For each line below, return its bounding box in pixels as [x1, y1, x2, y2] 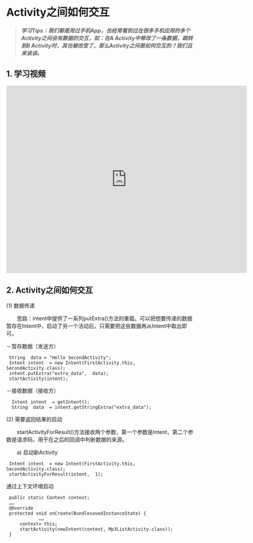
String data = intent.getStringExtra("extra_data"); [11, 405, 152, 411]
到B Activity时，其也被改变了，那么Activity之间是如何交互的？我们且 [20, 42, 193, 49]
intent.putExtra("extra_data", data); [8, 371, 109, 377]
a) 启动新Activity [16, 449, 58, 456]
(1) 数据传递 [6, 302, 35, 309]
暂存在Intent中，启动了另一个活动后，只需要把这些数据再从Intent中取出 [6, 323, 182, 330]
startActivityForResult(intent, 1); [8, 471, 103, 477]
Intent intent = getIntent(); [11, 399, 90, 405]
